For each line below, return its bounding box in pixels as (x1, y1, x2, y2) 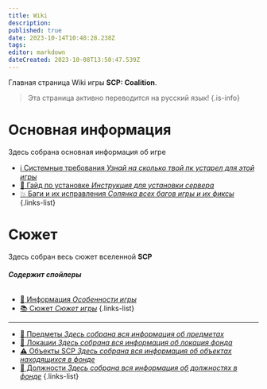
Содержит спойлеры (8, 270, 82, 279)
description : (8, 19, 52, 27)
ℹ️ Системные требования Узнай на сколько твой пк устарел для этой (19, 163, 255, 172)
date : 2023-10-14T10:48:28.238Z (8, 33, 115, 42)
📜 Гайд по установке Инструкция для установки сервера (19, 180, 215, 190)
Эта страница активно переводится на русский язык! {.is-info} (27, 93, 241, 102)
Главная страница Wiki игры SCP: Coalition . (8, 77, 157, 87)
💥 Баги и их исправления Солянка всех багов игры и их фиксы (19, 188, 234, 198)
